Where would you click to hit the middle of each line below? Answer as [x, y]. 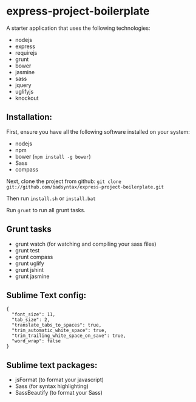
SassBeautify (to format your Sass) [59, 393]
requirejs [26, 52]
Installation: [29, 117]
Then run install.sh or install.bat [51, 198]
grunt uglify [29, 263]
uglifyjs [24, 91]
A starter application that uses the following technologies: [78, 28]
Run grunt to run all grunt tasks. [46, 210]
